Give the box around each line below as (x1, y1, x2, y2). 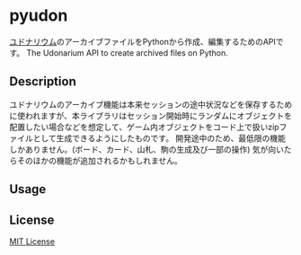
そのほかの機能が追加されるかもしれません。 (16, 154, 182, 166)
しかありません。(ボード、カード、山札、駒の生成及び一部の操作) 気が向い (9, 144, 285, 154)
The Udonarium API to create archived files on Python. (26, 47, 229, 58)
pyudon (9, 5, 68, 26)
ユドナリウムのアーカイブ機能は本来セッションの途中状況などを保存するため (9, 99, 293, 110)
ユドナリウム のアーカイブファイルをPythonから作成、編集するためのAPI (9, 36, 277, 47)
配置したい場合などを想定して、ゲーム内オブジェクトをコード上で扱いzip (9, 121, 280, 132)
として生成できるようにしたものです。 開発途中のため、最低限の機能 (32, 132, 286, 144)
